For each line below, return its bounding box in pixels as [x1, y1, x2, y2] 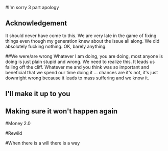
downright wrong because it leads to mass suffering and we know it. [5, 75, 150, 81]
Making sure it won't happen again [5, 107, 118, 115]
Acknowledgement [5, 19, 67, 27]
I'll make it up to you [5, 89, 70, 98]
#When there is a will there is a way [5, 140, 80, 146]
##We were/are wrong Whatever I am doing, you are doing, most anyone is [5, 53, 163, 59]
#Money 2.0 [5, 120, 31, 127]
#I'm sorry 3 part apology [5, 5, 59, 10]
